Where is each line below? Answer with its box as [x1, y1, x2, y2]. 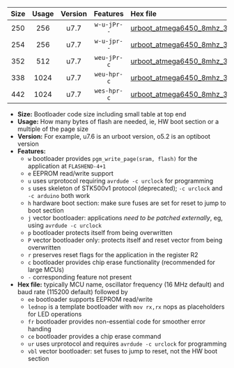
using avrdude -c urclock [27, 221, 102, 229]
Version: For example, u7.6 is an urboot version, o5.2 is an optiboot [17, 132, 211, 140]
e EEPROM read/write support [27, 169, 114, 177]
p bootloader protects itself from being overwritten [27, 229, 173, 236]
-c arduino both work [27, 192, 91, 199]
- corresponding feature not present [27, 273, 132, 281]
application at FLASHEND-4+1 [27, 162, 107, 170]
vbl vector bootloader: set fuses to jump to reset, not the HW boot [27, 347, 218, 355]
